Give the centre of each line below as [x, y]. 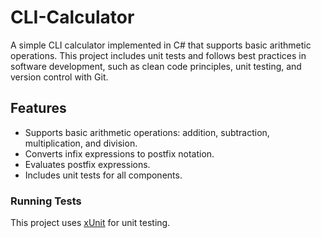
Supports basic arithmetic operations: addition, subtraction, [147, 132]
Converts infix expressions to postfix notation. [119, 153]
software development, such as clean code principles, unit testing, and [156, 66]
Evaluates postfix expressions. [87, 164]
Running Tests [46, 201]
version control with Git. [59, 77]
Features [38, 108]
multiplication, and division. [81, 143]
